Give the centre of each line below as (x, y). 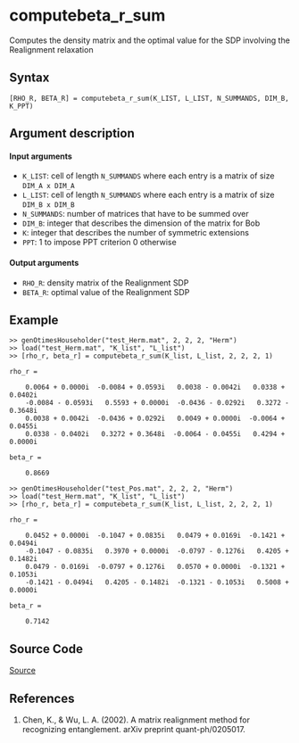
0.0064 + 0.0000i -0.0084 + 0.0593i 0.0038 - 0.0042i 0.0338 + (155, 388)
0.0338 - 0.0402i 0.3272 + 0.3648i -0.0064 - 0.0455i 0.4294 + (155, 434)
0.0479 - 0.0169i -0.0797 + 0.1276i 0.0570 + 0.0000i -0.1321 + (155, 567)
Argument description (72, 133)
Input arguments (41, 156)
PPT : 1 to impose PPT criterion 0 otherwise (99, 243)
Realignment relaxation (51, 49)
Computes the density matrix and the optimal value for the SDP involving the (149, 40)
